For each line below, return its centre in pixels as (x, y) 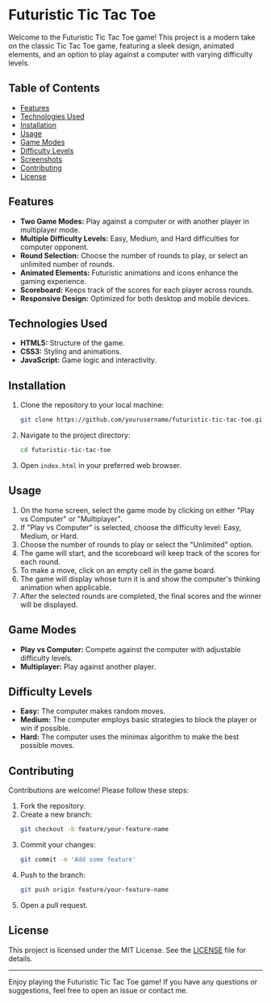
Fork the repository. (53, 806)
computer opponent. (54, 247)
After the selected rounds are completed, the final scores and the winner (141, 596)
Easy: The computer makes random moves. (93, 711)
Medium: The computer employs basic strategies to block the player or (138, 720)
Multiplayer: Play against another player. (88, 667)
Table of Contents (54, 88)
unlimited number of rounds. (67, 264)
